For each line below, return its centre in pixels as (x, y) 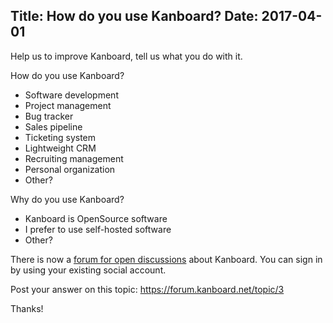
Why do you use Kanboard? (67, 199)
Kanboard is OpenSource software (96, 218)
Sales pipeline (53, 126)
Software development (71, 95)
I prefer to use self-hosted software (98, 229)
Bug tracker (49, 116)
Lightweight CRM (60, 148)
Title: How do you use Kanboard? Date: (134, 16)
